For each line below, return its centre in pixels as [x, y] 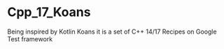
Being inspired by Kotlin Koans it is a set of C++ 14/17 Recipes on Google [112, 31]
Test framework [30, 38]
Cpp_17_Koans [49, 12]
